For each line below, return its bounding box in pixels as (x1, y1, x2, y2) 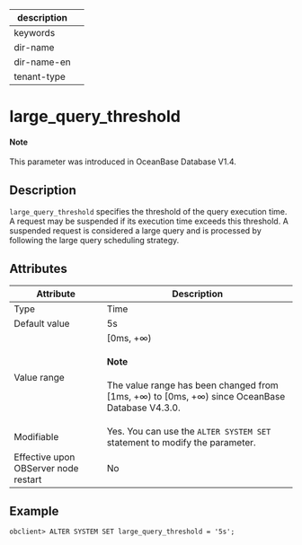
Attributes (9, 260, 67, 277)
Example (9, 504, 59, 519)
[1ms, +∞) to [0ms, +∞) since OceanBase (106, 390, 286, 402)
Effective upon (13, 451, 75, 463)
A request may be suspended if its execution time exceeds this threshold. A (9, 215, 289, 227)
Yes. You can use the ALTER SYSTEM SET (106, 425, 271, 437)
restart (13, 473, 42, 486)
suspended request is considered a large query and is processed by (9, 225, 262, 236)
